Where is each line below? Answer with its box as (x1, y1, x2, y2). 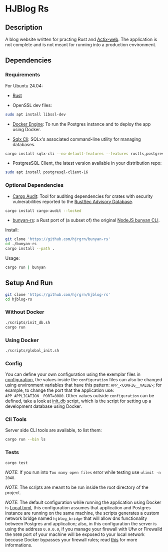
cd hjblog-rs (5, 297, 32, 302)
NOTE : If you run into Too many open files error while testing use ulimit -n (5, 469, 161, 475)
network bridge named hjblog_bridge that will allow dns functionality (5, 515, 147, 521)
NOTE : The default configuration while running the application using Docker (5, 499, 161, 505)
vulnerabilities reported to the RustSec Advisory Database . (12, 198, 133, 204)
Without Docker (5, 308, 44, 315)
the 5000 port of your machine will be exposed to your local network (5, 531, 145, 537)
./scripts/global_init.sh (5, 348, 59, 353)
